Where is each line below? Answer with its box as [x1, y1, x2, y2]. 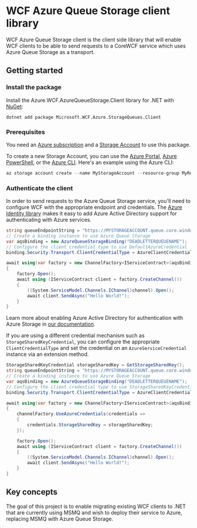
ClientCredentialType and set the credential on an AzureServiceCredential [6, 345, 187, 352]
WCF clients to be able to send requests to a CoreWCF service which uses [6, 42, 186, 49]
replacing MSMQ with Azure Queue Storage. [6, 515, 113, 522]
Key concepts [6, 487, 57, 497]
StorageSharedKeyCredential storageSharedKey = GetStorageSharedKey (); [6, 362, 185, 368]
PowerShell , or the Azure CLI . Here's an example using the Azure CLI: [6, 159, 174, 166]
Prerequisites [6, 128, 45, 136]
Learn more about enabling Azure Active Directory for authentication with [6, 315, 184, 322]
